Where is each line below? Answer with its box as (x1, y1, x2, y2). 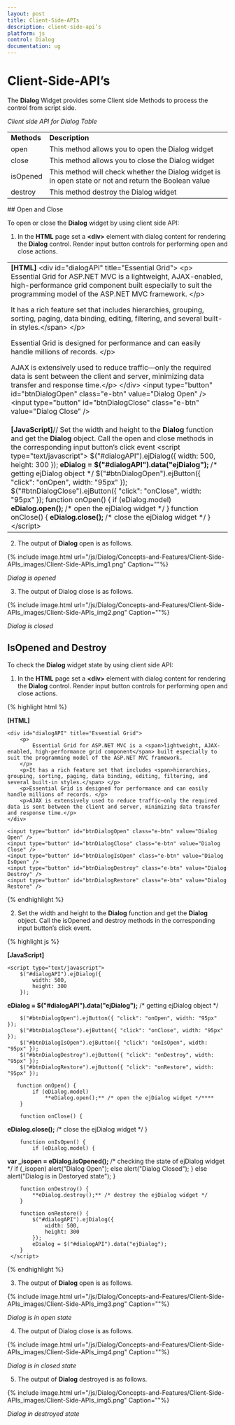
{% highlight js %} (7, 937, 59, 945)
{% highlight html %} (7, 702, 68, 711)
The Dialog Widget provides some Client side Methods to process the (7, 96, 208, 104)
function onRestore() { (20, 1209, 90, 1217)
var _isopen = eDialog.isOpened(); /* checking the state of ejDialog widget (7, 1157, 225, 1165)
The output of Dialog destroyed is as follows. (17, 1375, 148, 1383)
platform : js (7, 29, 45, 37)
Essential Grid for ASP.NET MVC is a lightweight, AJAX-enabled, (10, 271, 223, 281)
